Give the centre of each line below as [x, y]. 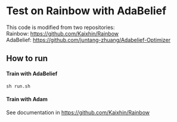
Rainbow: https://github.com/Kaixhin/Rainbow [63, 33]
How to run [27, 58]
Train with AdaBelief [32, 73]
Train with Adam [27, 99]
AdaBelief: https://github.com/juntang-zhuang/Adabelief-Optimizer [88, 40]
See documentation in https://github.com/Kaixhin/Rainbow [78, 112]
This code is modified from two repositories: [60, 27]
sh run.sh [18, 86]
